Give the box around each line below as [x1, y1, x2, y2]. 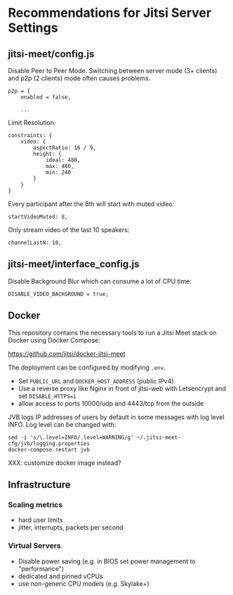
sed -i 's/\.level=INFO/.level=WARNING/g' [8, 434, 134, 441]
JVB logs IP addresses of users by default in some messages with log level [8, 413, 225, 421]
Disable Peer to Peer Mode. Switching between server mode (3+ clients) [8, 67, 218, 75]
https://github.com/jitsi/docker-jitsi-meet [8, 350, 126, 358]
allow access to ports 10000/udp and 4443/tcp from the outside [18, 399, 204, 407]
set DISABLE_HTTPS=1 [18, 392, 76, 400]
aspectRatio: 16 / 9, [33, 144, 97, 151]
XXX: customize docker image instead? [8, 459, 121, 467]
